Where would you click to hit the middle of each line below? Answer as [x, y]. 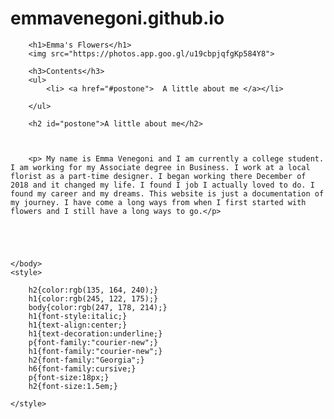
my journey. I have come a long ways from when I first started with [158, 202]
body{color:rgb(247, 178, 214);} [98, 307]
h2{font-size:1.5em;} [73, 386]
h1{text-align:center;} [78, 325]
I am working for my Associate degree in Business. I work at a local [160, 167]
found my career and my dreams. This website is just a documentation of [167, 193]
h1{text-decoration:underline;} [95, 333]
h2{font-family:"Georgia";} [86, 360]
